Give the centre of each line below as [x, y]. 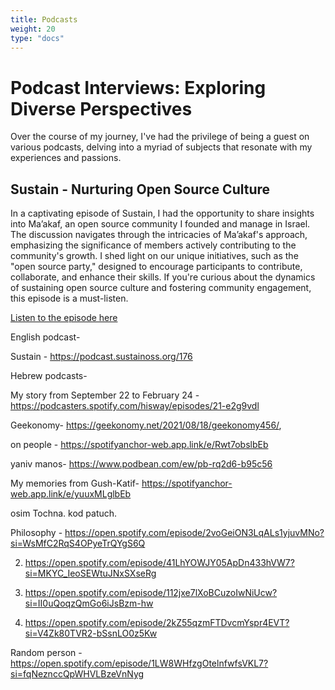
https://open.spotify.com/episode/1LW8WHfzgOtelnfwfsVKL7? [139, 663]
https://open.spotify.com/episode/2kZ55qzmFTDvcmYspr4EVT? [157, 623]
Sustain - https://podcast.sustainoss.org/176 [101, 357]
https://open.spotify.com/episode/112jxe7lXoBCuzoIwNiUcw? [151, 593]
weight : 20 [33, 29]
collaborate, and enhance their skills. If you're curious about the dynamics [163, 277]
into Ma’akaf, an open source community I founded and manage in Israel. [160, 224]
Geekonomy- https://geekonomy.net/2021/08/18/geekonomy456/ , [146, 425]
